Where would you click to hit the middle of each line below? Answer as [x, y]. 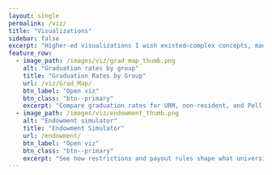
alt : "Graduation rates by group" [81, 69]
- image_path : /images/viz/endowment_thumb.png [98, 114]
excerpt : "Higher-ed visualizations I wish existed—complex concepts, [130, 46]
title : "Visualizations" [50, 31]
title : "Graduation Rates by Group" [85, 76]
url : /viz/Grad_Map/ [57, 83]
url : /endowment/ [52, 135]
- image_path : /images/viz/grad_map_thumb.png [96, 61]
